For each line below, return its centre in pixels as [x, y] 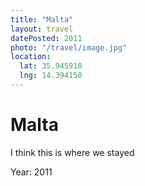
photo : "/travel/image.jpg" [69, 47]
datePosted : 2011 [46, 38]
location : [31, 57]
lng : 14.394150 [51, 76]
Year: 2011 [31, 172]
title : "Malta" [42, 19]
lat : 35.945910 [51, 66]
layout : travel [42, 29]
